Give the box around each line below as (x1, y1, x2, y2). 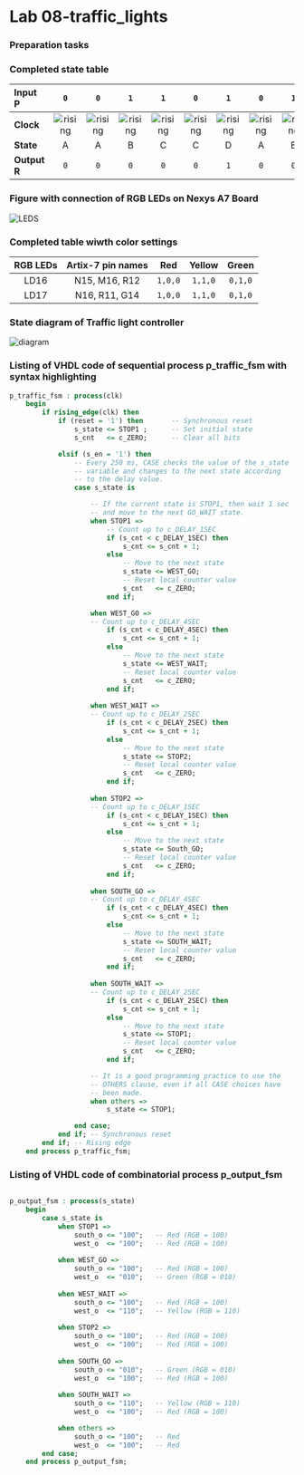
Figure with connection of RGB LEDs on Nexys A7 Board (9, 192, 260, 205)
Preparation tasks (9, 39, 90, 52)
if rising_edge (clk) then (42, 408, 140, 418)
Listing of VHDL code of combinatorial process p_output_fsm (9, 1168, 283, 1181)
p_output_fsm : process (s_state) (9, 1197, 136, 1206)
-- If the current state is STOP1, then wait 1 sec (90, 500, 290, 509)
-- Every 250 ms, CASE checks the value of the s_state (73, 458, 290, 468)
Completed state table (9, 63, 109, 76)
